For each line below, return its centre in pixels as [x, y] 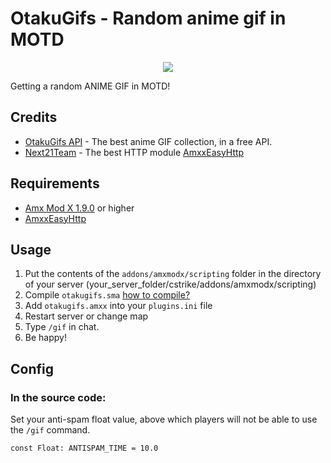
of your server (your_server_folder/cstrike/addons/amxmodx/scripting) [170, 284]
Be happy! [45, 338]
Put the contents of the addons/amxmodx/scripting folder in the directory [173, 274]
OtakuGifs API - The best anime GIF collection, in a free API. [148, 141]
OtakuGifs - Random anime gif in [148, 18]
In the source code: [58, 397]
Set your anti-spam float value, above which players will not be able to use [164, 419]
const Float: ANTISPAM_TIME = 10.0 [84, 448]
